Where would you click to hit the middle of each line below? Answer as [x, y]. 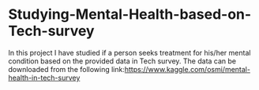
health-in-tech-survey [44, 77]
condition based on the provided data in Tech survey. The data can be [122, 61]
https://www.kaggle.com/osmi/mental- [188, 69]
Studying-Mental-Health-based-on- [130, 14]
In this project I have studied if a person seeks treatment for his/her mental [129, 52]
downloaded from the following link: [66, 69]
